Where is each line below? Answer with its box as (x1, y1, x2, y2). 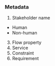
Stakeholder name (12, 15, 50, 21)
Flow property (12, 39, 41, 45)
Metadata (5, 3, 29, 10)
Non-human (12, 30, 37, 36)
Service (12, 45, 28, 51)
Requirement (12, 55, 39, 61)
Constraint (12, 50, 34, 56)
